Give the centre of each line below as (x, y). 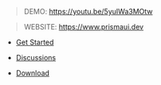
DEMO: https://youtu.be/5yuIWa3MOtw (88, 12)
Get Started (35, 42)
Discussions (36, 58)
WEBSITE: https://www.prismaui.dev (84, 27)
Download (33, 73)
